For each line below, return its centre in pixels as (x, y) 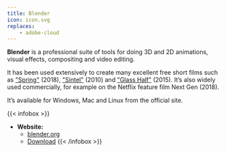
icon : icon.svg (29, 20)
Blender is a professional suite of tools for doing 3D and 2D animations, (108, 52)
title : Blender (29, 13)
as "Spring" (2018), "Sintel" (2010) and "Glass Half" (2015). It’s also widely (111, 80)
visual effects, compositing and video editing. (71, 60)
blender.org (43, 134)
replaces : (21, 26)
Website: (30, 127)
